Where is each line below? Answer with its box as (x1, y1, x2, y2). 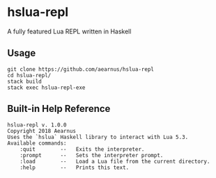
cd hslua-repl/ (7, 72, 52, 79)
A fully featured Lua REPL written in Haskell (7, 27, 132, 35)
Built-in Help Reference (7, 103, 111, 115)
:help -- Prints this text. (20, 164, 130, 171)
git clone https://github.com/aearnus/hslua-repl (7, 65, 155, 73)
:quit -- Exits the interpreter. (20, 145, 145, 153)
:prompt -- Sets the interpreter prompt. (20, 152, 164, 159)
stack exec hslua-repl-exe (7, 84, 86, 91)
